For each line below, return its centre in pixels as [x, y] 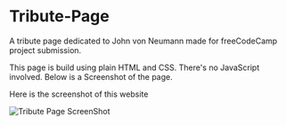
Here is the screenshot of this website [79, 94]
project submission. [45, 50]
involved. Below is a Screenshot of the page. [91, 76]
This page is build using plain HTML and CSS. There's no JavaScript [135, 67]
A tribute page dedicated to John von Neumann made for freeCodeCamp [143, 41]
